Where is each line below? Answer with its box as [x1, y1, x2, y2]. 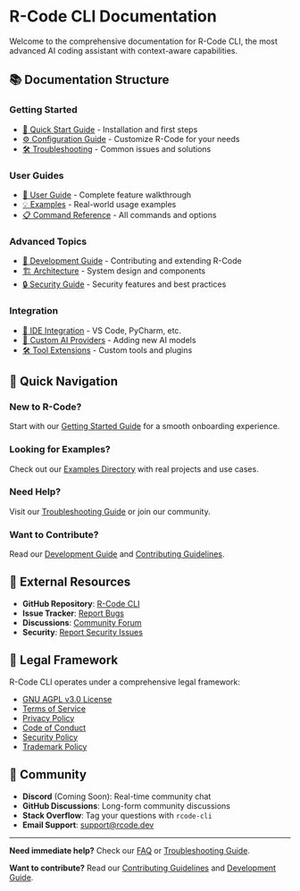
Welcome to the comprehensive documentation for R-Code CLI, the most [9, 36, 279, 46]
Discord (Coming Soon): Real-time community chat [21, 791, 212, 802]
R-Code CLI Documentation [9, 6, 217, 27]
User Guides [9, 169, 64, 181]
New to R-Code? [9, 400, 82, 413]
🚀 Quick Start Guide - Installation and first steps [21, 123, 198, 135]
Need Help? [9, 485, 62, 498]
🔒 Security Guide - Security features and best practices [21, 279, 227, 290]
